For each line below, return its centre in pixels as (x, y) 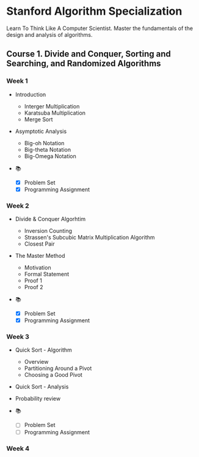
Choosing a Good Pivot (53, 375)
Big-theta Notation (48, 149)
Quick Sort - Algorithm (43, 350)
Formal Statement (47, 274)
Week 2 (18, 205)
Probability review (38, 399)
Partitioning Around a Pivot (58, 368)
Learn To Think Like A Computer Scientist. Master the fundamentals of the (100, 28)
